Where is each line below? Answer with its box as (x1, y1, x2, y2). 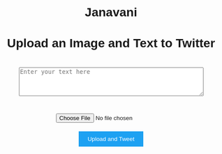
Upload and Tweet (87, 135, 135, 143)
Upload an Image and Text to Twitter (6, 36, 216, 51)
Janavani (84, 5, 138, 20)
